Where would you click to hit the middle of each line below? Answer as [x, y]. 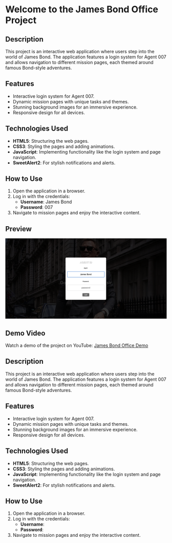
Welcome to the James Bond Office [82, 9]
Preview [19, 229]
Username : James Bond [46, 202]
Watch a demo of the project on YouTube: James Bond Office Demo [77, 345]
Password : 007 [37, 207]
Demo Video [25, 333]
